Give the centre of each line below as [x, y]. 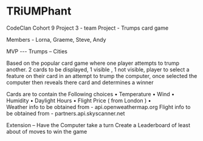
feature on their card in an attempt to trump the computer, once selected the [102, 76]
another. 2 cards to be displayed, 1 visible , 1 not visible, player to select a [98, 69]
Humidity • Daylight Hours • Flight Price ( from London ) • [79, 100]
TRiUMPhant [39, 11]
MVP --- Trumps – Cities [37, 51]
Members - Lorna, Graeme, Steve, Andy [56, 39]
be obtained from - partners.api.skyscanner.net [66, 113]
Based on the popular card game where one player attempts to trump [93, 63]
